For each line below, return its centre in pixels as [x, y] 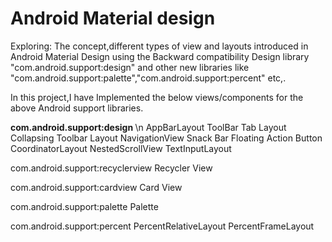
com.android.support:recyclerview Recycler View [111, 168]
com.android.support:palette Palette [84, 206]
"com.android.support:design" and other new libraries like [130, 67]
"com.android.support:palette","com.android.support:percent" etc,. [148, 78]
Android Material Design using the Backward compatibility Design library [160, 56]
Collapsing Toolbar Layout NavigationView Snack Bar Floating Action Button [166, 138]
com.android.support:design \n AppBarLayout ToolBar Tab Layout [148, 127]
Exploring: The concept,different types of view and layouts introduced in [159, 46]
